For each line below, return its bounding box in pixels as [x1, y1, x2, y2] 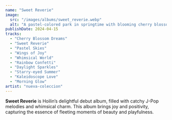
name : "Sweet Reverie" [5, 7, 54, 13]
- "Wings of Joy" [10, 50, 47, 55]
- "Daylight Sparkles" [10, 65, 58, 70]
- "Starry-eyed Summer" [10, 70, 60, 75]
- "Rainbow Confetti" [10, 60, 56, 65]
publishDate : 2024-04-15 [5, 27, 58, 32]
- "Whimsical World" [10, 55, 54, 61]
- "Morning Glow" [10, 79, 47, 84]
